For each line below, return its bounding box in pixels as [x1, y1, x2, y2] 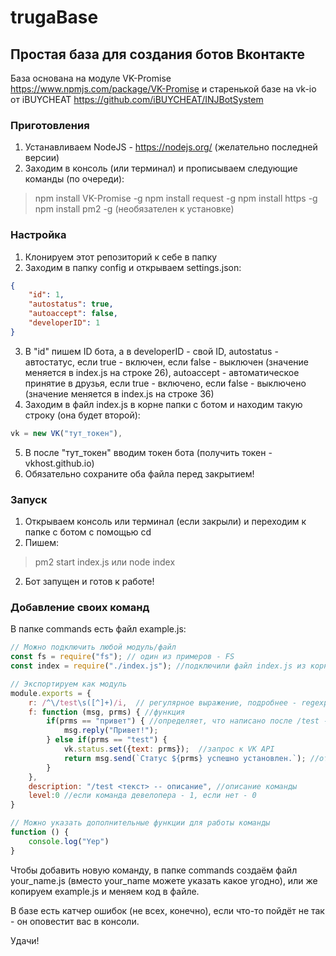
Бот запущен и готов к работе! [24, 576, 155, 588]
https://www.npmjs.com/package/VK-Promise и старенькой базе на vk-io [10, 83, 317, 95]
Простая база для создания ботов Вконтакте [10, 46, 306, 63]
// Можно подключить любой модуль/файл [10, 642, 177, 653]
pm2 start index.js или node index [34, 556, 176, 568]
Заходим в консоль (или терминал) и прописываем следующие [24, 162, 298, 175]
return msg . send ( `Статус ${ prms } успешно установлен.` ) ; [63, 753, 307, 763]
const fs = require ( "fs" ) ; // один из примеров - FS [10, 652, 235, 662]
